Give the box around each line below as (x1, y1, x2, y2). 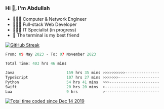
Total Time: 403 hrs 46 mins (5, 61, 67, 66)
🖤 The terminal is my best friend (12, 32, 79, 39)
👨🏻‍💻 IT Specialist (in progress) (12, 27, 77, 33)
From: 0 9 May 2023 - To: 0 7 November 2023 (5, 52, 96, 57)
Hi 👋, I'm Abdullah (5, 5, 50, 12)
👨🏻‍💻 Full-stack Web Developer (12, 21, 77, 27)
